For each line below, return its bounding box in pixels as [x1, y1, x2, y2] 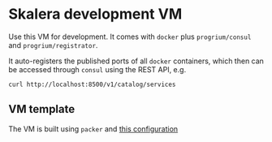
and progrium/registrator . [8, 40, 98, 49]
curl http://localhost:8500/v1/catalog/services [8, 80, 176, 88]
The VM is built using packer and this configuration [8, 123, 179, 134]
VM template [8, 102, 76, 116]
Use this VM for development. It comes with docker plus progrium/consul [8, 32, 252, 41]
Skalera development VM [8, 5, 183, 24]
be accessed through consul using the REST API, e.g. [8, 64, 187, 74]
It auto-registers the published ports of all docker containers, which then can [8, 56, 264, 66]
